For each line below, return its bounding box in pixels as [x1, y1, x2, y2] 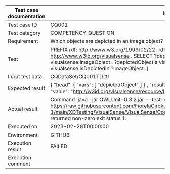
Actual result [8, 106, 38, 112]
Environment [8, 132, 38, 138]
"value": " [50, 88, 73, 95]
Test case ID [8, 21, 37, 28]
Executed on [8, 123, 38, 130]
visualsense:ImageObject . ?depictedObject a [50, 59, 158, 65]
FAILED [50, 143, 68, 150]
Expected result [8, 84, 46, 92]
